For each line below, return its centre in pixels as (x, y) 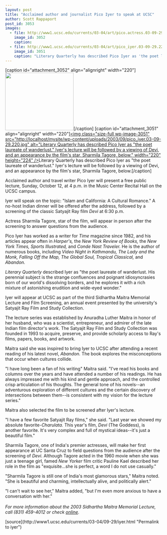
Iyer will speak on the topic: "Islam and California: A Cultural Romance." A (80, 201)
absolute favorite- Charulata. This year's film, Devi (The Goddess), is (75, 425)
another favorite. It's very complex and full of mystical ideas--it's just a (78, 430)
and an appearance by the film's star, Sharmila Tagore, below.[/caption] (79, 171)
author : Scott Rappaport (31, 19)
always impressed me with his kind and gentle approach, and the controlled (83, 379)
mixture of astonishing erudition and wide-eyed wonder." (63, 288)
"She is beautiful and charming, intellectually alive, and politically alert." (78, 481)
